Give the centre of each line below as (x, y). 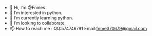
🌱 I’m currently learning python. (41, 18)
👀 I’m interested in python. (36, 13)
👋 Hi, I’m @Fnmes (27, 8)
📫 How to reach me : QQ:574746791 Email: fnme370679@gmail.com (78, 28)
